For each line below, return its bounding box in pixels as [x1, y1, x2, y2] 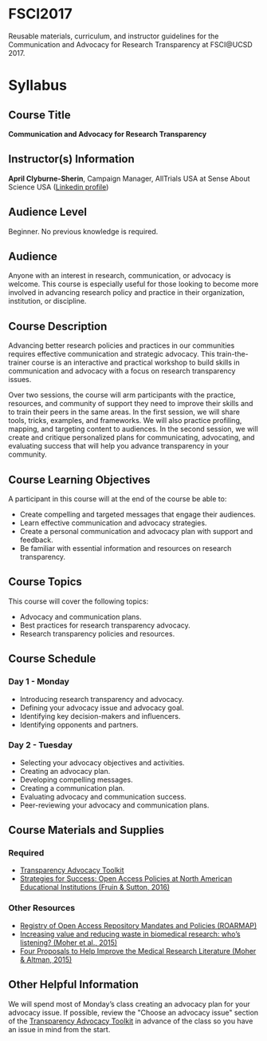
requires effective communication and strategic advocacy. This [8, 349, 215, 359]
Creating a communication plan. [19, 783, 125, 792]
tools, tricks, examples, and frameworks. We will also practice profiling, [8, 416, 242, 425]
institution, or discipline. [8, 297, 87, 306]
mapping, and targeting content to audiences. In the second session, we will [8, 425, 259, 434]
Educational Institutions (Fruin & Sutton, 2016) [19, 883, 170, 892]
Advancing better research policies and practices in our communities [8, 341, 235, 350]
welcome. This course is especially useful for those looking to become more [8, 279, 259, 289]
